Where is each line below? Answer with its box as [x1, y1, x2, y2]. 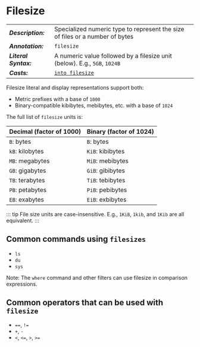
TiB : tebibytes [86, 176, 126, 184]
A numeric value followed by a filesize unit [54, 52, 173, 60]
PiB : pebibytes [86, 185, 127, 194]
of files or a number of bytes [54, 32, 134, 40]
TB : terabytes [9, 176, 45, 184]
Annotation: [9, 42, 43, 50]
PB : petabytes [9, 185, 46, 194]
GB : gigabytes [9, 166, 46, 175]
